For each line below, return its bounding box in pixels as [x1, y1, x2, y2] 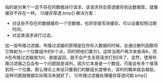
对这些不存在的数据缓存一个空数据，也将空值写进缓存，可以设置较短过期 [12, 21, 157, 26]
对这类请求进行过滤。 [12, 33, 55, 38]
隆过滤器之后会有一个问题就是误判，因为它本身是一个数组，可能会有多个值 [5, 60, 154, 66]
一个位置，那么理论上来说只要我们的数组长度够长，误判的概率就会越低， [13, 67, 158, 72]
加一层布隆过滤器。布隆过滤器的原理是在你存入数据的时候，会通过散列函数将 [5, 43, 158, 48]
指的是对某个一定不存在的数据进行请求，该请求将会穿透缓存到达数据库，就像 [5, 4, 158, 10]
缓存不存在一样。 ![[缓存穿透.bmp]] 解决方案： [5, 10, 98, 16]
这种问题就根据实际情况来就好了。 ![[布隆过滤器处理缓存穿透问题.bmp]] [5, 72, 147, 78]
